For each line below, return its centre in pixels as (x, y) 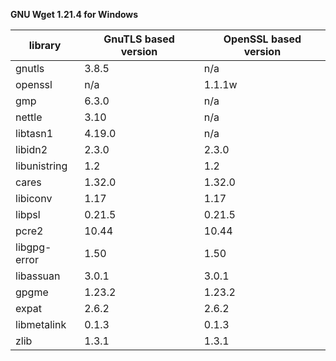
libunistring (41, 166)
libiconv (34, 198)
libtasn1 (34, 133)
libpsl (28, 214)
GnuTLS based (139, 39)
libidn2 (31, 149)
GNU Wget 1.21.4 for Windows (74, 14)
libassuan (38, 276)
